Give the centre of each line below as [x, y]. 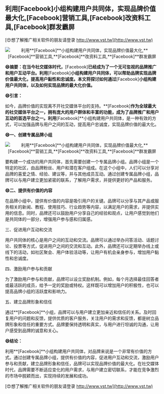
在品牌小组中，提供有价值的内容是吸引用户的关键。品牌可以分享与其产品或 [80, 201]
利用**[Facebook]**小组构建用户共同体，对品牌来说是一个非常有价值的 [76, 351]
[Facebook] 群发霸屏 [44, 27]
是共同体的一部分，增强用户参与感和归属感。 [50, 219]
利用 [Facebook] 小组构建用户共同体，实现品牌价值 [81, 9]
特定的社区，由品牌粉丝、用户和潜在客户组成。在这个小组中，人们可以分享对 [82, 167]
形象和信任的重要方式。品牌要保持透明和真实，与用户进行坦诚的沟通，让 [82, 324]
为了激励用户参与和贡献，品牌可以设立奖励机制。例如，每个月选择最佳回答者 [82, 279]
